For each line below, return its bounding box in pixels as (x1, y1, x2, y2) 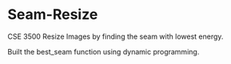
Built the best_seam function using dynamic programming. (7, 47, 200, 56)
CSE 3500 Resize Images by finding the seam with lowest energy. (7, 32, 224, 41)
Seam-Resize (7, 6, 98, 24)
